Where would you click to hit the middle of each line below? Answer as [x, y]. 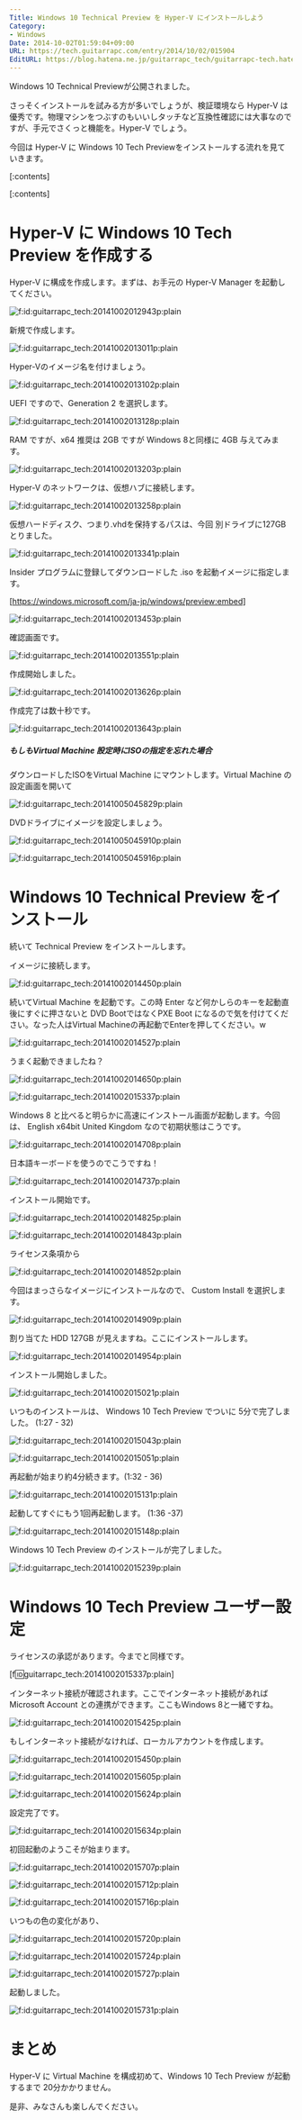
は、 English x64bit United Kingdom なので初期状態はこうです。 [128, 1126]
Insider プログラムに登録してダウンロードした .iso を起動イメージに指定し [146, 572]
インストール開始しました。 [61, 1374]
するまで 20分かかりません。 [62, 2087]
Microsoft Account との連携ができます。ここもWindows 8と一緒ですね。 [144, 1704]
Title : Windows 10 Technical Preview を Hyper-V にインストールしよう [137, 18]
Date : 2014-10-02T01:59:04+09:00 [72, 43]
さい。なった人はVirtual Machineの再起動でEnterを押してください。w [138, 1024]
